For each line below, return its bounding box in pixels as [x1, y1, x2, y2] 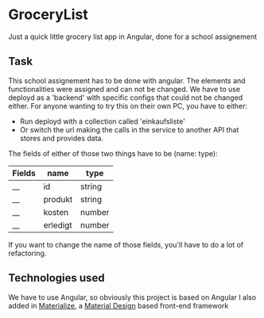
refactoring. [8, 248, 47, 258]
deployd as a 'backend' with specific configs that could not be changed [8, 93, 243, 102]
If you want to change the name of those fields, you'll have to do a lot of [8, 239, 244, 249]
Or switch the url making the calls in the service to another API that [19, 125, 239, 134]
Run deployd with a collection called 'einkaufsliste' [19, 117, 185, 126]
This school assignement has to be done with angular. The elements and [8, 75, 246, 85]
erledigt [43, 220, 73, 231]
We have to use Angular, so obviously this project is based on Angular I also [8, 292, 257, 302]
